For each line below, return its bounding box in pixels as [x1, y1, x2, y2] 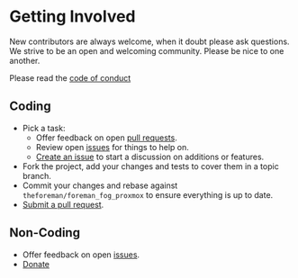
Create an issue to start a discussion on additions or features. [35, 151, 265, 162]
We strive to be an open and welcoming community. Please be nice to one [9, 45, 284, 56]
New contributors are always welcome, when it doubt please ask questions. [9, 36, 290, 47]
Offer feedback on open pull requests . [35, 132, 177, 143]
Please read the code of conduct [9, 72, 131, 83]
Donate [22, 258, 50, 269]
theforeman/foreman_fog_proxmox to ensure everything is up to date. [22, 189, 274, 200]
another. [9, 55, 41, 66]
